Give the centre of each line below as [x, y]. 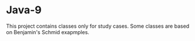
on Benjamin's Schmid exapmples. [48, 32]
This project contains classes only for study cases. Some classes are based [98, 26]
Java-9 [24, 10]
